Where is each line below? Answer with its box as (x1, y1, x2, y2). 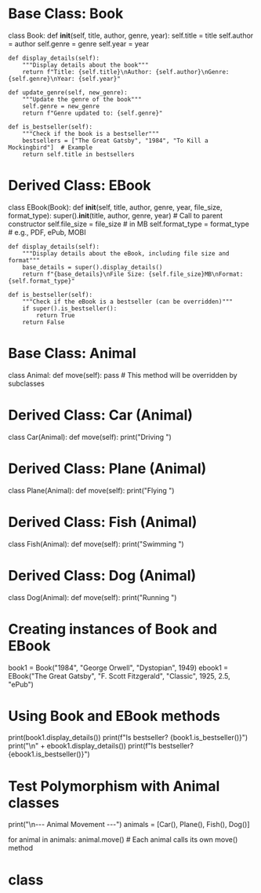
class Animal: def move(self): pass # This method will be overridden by (8, 370, 237, 379)
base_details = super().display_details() (22, 263, 163, 271)
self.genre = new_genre (22, 102, 100, 110)
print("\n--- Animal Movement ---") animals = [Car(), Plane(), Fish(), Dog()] (8, 820, 250, 829)
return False (22, 318, 65, 326)
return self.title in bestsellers (22, 150, 135, 158)
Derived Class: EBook (8, 177, 151, 195)
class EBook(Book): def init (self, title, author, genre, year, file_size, (8, 202, 223, 212)
